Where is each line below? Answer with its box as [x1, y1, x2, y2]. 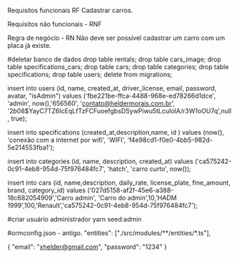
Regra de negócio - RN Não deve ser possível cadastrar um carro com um [7, 33, 225, 42]
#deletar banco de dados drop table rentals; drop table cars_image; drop [7, 55, 222, 63]
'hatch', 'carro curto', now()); [106, 165, 191, 173]
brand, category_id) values [7, 186, 86, 195]
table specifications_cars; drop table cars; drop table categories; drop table [7, 63, 230, 71]
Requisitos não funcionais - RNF [7, 20, 102, 28]
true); [10, 114, 27, 123]
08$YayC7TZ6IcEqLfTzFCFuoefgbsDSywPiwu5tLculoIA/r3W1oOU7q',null [16, 107, 232, 115]
